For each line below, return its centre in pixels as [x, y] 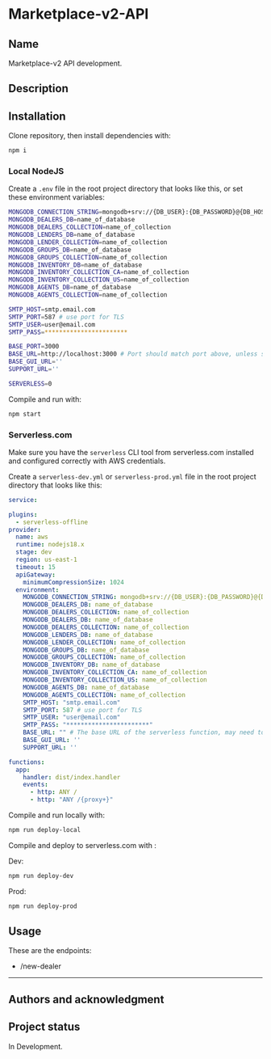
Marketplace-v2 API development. [65, 63]
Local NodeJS [36, 171]
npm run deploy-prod [43, 906]
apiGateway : [36, 575]
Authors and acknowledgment [86, 999]
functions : [27, 762]
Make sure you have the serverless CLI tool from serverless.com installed [131, 452]
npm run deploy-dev [41, 875]
